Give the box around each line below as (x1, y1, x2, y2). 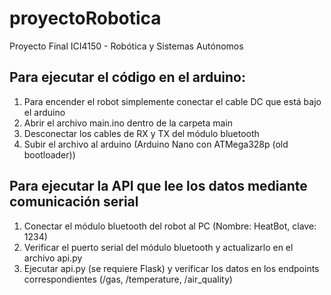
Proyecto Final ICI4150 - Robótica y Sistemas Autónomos (9, 40, 244, 52)
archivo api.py (23, 252, 83, 264)
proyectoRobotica (9, 7, 162, 30)
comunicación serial (9, 193, 139, 211)
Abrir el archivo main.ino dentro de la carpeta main (23, 117, 234, 129)
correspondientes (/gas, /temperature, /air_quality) (23, 273, 233, 285)
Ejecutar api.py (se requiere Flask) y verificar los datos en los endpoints (23, 262, 320, 274)
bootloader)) (23, 148, 76, 161)
